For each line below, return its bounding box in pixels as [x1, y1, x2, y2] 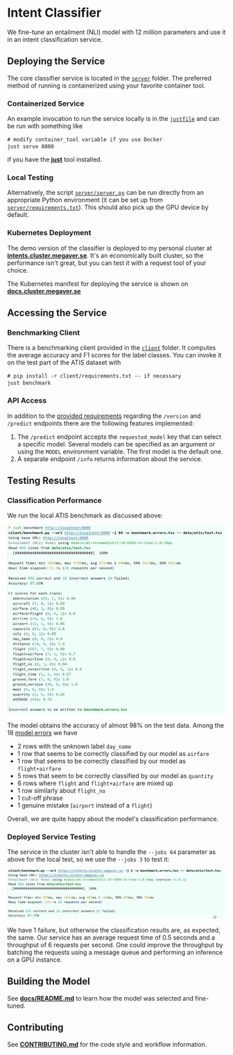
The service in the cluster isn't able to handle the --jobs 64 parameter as [7, 848, 216, 856]
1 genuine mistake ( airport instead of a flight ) [17, 801, 153, 810]
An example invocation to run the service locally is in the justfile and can [7, 115, 220, 123]
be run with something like [7, 122, 83, 130]
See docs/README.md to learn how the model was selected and [7, 994, 194, 1002]
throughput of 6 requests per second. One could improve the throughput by [7, 940, 223, 949]
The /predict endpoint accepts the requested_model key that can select [17, 433, 222, 441]
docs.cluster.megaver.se [7, 287, 81, 295]
